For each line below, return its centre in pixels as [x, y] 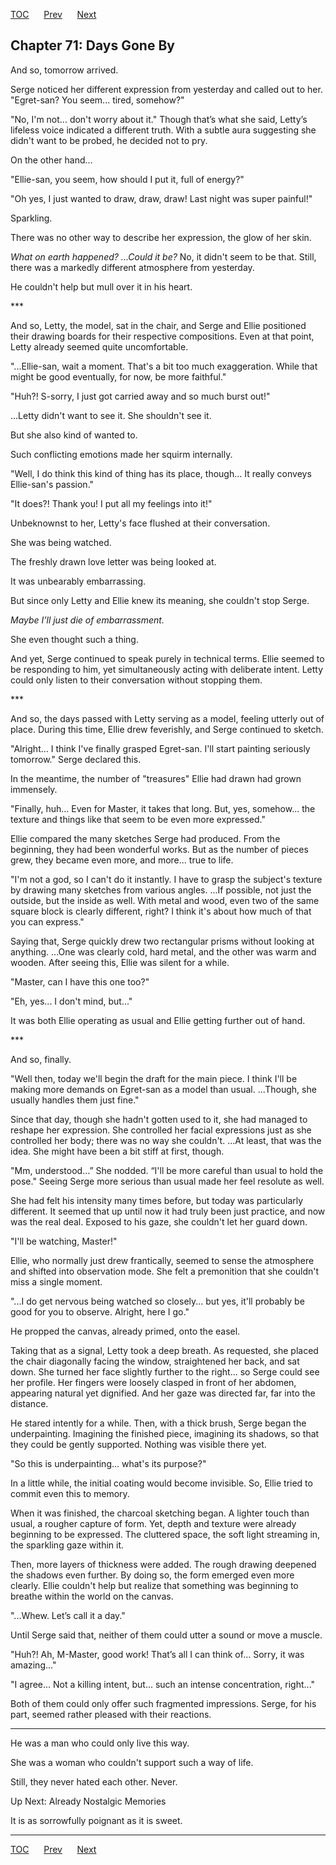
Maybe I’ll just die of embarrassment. [87, 620]
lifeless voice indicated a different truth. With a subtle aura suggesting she [163, 130]
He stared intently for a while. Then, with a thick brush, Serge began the [158, 1423]
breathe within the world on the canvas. [92, 1596]
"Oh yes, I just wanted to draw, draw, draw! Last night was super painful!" [161, 198]
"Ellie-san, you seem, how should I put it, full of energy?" [127, 179]
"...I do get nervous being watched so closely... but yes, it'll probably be [157, 1301]
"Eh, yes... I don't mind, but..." [71, 1001]
